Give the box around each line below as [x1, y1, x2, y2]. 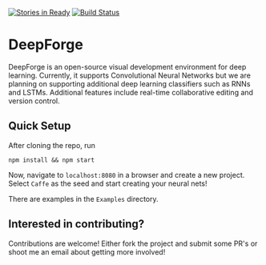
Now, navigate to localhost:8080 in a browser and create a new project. [8, 170, 245, 179]
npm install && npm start [8, 156, 95, 164]
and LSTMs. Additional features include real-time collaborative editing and [8, 87, 254, 97]
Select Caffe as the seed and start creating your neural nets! [8, 179, 208, 188]
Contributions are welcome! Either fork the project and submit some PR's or [8, 239, 258, 248]
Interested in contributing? [8, 217, 145, 231]
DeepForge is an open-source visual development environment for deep [8, 62, 247, 71]
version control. [8, 96, 60, 106]
